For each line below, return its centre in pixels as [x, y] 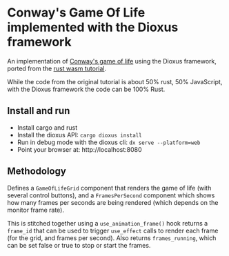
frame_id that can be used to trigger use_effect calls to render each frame [113, 230]
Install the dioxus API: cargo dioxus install [80, 135]
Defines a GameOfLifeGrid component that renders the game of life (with [109, 188]
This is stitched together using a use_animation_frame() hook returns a [108, 223]
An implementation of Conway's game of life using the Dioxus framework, [112, 61]
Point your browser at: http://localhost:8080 [80, 149]
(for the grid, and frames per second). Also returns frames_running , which [112, 238]
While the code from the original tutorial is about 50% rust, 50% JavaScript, [115, 81]
